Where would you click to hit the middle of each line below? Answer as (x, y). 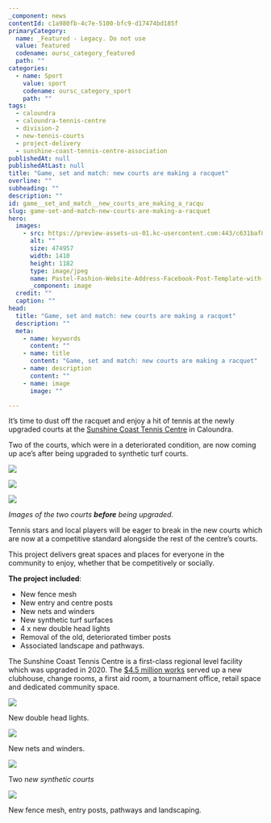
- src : (34, 234)
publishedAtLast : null (46, 166)
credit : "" (34, 294)
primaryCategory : (38, 31)
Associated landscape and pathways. (82, 645)
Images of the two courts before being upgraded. (91, 515)
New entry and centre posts (66, 603)
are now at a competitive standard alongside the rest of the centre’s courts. (133, 539)
